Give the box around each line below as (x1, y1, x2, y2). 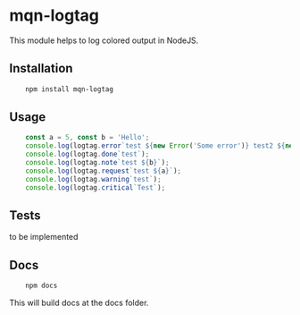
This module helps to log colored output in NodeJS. (9, 35, 199, 46)
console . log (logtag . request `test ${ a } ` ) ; (25, 166, 181, 175)
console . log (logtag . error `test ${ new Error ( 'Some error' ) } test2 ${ (25, 141, 286, 150)
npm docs (25, 281, 58, 291)
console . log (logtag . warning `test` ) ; (25, 175, 162, 183)
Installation (9, 61, 73, 76)
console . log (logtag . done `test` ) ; (25, 149, 150, 159)
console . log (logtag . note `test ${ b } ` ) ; (25, 158, 170, 167)
